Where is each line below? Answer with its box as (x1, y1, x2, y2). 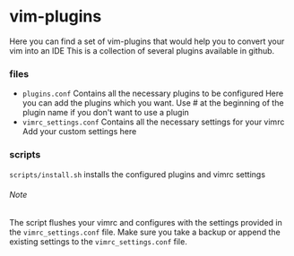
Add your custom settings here (22, 126, 137, 137)
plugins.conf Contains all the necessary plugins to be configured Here (22, 88, 284, 99)
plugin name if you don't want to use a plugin (22, 107, 190, 118)
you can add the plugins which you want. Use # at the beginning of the (22, 98, 284, 108)
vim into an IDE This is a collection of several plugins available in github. (9, 45, 275, 55)
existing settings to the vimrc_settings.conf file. (9, 235, 188, 247)
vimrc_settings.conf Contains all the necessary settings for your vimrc (22, 116, 285, 127)
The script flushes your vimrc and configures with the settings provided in (9, 217, 282, 227)
